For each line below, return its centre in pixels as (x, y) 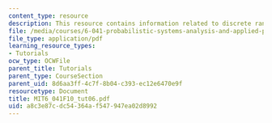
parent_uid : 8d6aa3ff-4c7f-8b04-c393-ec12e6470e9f (96, 83)
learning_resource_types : (52, 46)
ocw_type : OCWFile (39, 61)
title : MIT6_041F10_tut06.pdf (59, 99)
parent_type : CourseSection (56, 76)
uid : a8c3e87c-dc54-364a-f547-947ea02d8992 (83, 106)
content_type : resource (49, 16)
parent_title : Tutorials (50, 69)
